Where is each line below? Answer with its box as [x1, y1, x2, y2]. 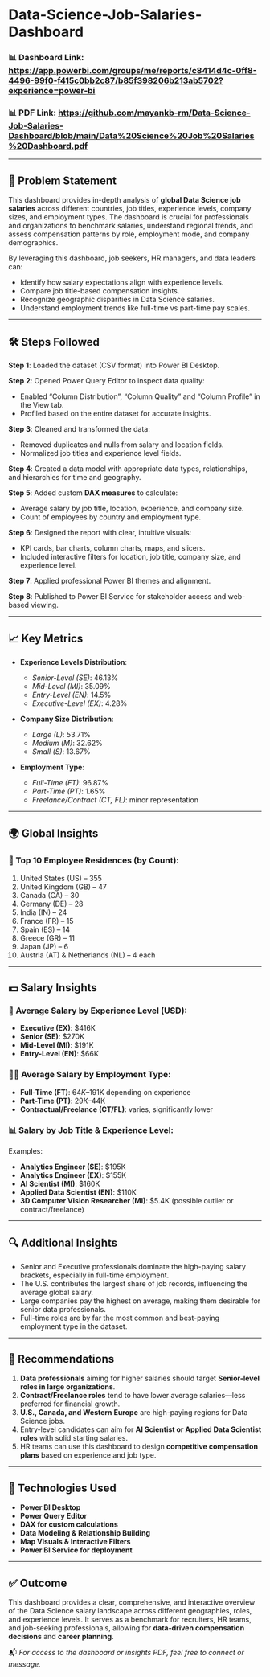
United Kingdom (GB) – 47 [19, 882, 107, 892]
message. [8, 1659, 42, 1669]
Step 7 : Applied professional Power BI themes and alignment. [8, 576, 211, 586]
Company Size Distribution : [19, 714, 114, 724]
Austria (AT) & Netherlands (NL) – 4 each [19, 950, 156, 960]
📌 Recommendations [8, 1352, 115, 1366]
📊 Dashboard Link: [8, 52, 84, 64]
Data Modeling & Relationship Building [19, 1528, 151, 1538]
